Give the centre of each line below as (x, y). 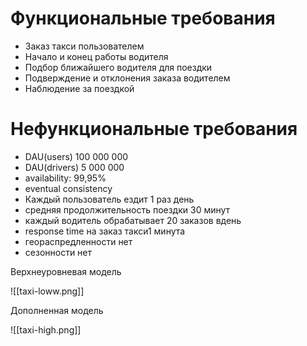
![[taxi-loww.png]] (47, 291)
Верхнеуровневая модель (66, 271)
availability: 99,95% (65, 178)
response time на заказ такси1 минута (105, 231)
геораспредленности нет (78, 241)
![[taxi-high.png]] (46, 329)
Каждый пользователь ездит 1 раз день (109, 199)
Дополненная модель (57, 310)
